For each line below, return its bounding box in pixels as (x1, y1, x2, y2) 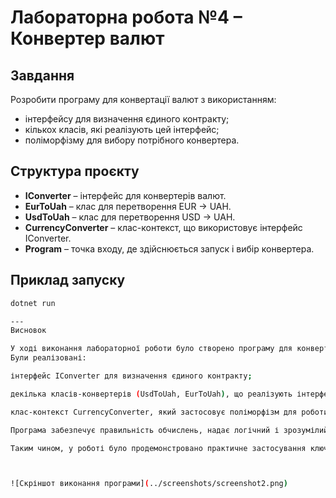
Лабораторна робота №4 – (10, 6, 243, 29)
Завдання (10, 67, 75, 84)
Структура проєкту (10, 163, 140, 180)
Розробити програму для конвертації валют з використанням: (10, 94, 277, 105)
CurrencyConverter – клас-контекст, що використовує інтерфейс (24, 221, 303, 233)
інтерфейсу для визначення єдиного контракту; (24, 113, 230, 125)
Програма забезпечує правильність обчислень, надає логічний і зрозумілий (10, 425, 329, 435)
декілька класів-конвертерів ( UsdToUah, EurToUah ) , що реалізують (10, 389, 293, 399)
